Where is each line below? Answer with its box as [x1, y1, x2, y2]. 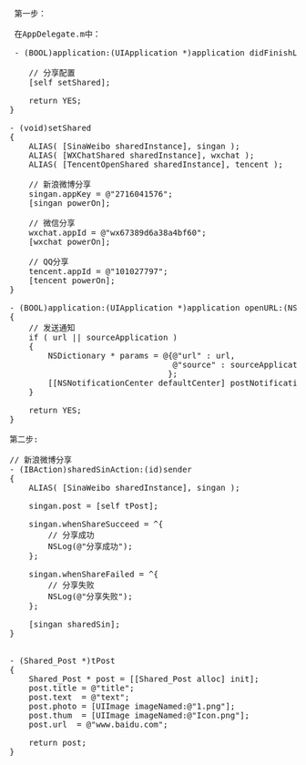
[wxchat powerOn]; [28, 237, 111, 247]
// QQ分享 [28, 257, 69, 267]
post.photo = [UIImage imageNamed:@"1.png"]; [28, 701, 236, 711]
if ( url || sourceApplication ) [28, 332, 178, 342]
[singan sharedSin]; [28, 619, 120, 629]
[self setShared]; [28, 77, 111, 87]
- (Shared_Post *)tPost [9, 656, 116, 666]
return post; [28, 738, 87, 748]
